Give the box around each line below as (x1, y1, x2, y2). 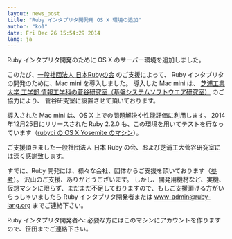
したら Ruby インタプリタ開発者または (43, 193, 153, 201)
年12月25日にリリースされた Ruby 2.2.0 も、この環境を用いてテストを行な (7, 120, 218, 128)
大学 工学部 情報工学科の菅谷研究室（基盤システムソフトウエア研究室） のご (7, 88, 225, 96)
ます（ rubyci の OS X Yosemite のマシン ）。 (19, 129, 143, 137)
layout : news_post (7, 10, 60, 17)
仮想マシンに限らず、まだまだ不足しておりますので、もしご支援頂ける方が (7, 184, 219, 193)
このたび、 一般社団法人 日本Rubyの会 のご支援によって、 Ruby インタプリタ (7, 71, 224, 79)
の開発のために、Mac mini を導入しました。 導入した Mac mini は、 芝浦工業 (7, 79, 225, 87)
